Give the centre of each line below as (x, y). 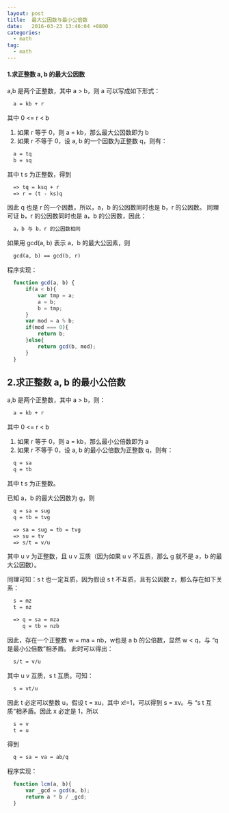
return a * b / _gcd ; (56, 797)
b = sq (23, 160)
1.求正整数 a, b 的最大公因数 (46, 74)
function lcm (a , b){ (42, 784)
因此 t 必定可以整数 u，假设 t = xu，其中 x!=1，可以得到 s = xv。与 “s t (106, 702)
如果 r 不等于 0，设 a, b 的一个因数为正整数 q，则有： (92, 140)
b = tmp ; (50, 308)
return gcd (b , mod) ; (67, 347)
